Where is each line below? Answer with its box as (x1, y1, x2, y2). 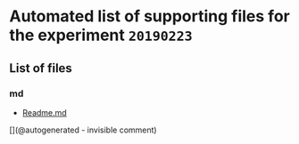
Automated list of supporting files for (9, 6, 290, 27)
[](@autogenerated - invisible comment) (9, 124, 158, 135)
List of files (9, 60, 73, 76)
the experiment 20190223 (9, 25, 194, 45)
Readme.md (21, 107, 67, 117)
